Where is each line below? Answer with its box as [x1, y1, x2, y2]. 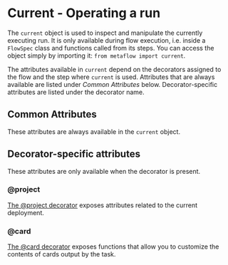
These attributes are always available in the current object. [7, 127, 180, 136]
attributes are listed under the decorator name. [7, 88, 145, 96]
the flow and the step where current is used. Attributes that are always [7, 73, 215, 81]
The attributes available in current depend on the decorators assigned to [7, 65, 222, 73]
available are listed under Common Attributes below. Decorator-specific [7, 80, 218, 88]
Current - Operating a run [7, 5, 161, 21]
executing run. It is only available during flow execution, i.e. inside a [7, 36, 206, 44]
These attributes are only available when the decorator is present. [7, 167, 201, 175]
